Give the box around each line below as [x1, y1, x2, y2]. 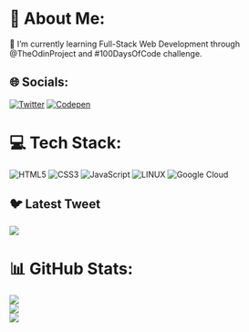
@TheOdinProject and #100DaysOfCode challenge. [9, 47, 202, 58]
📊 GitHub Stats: [9, 258, 134, 279]
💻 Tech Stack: [9, 132, 122, 153]
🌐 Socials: [9, 75, 69, 90]
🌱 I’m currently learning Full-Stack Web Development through [9, 38, 240, 49]
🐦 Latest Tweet [9, 196, 101, 213]
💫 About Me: [9, 8, 106, 29]
